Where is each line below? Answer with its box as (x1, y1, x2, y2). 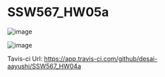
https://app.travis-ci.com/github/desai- (44, 54, 158, 63)
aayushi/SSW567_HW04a (7, 62, 82, 70)
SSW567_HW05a (7, 4, 109, 20)
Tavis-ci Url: (7, 54, 43, 63)
